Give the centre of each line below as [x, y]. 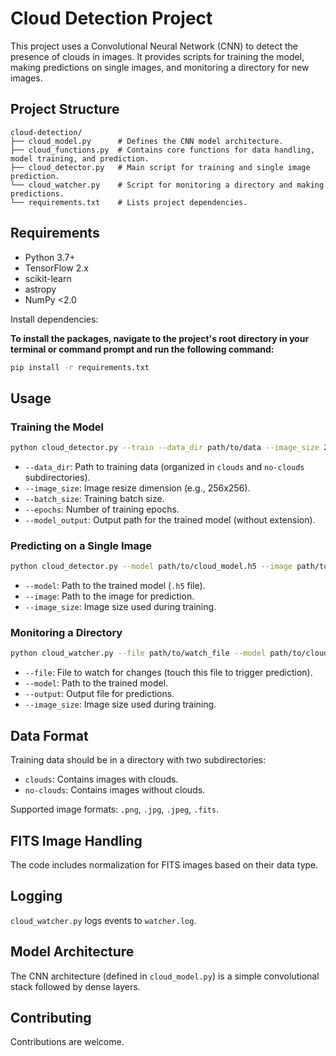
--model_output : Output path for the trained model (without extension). [170, 520]
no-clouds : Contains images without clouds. [115, 790]
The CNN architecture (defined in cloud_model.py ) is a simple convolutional [165, 976]
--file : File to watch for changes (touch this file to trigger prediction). [168, 673]
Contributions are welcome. [67, 1042]
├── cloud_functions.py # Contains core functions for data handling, [162, 150]
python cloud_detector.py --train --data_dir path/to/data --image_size [165, 448]
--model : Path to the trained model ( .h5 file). [115, 586]
